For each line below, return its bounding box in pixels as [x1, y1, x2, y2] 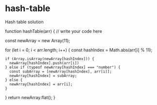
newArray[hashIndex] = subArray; [9, 73, 77, 78]
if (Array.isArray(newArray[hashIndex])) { [5, 56, 95, 61]
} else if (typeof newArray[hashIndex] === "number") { [5, 65, 121, 70]
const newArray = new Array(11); [5, 37, 70, 44]
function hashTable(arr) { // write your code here [5, 28, 102, 34]
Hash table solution [5, 19, 44, 25]
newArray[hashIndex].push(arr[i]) [9, 60, 79, 65]
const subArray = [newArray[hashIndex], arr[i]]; [9, 69, 112, 74]
